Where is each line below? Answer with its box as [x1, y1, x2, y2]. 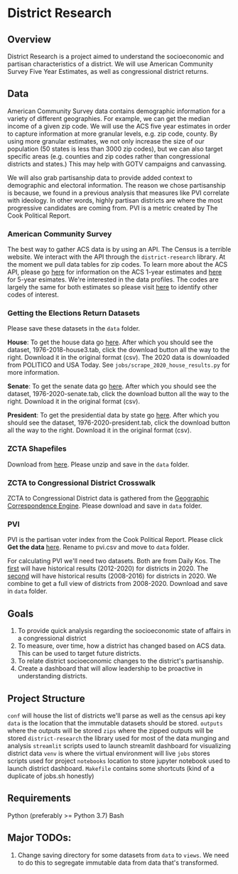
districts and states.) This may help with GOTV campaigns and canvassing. [7, 159, 227, 168]
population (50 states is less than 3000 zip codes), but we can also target [7, 144, 223, 153]
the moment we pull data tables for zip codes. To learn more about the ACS [7, 260, 228, 269]
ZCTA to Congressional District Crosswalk [7, 478, 156, 488]
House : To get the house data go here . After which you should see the [7, 338, 213, 346]
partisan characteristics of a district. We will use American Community [7, 60, 213, 68]
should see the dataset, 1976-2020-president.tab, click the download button [7, 418, 231, 427]
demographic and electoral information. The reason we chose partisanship [7, 181, 226, 189]
